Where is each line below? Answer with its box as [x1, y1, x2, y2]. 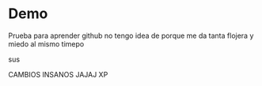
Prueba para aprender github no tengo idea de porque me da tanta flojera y [8, 31, 254, 40]
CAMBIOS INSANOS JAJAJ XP [8, 69, 108, 79]
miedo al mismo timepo [8, 39, 85, 48]
